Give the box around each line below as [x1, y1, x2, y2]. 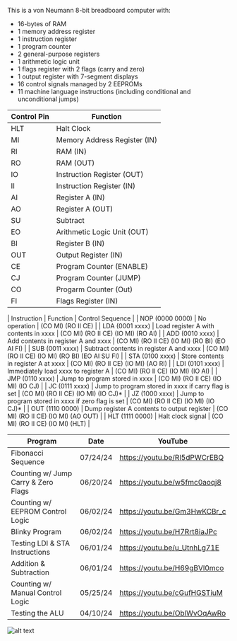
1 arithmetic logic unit [17, 57, 80, 66]
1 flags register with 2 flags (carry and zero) [17, 65, 145, 73]
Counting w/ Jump [11, 468, 73, 478]
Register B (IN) [56, 238, 105, 248]
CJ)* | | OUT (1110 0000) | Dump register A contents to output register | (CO [7, 405, 229, 412]
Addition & [11, 559, 46, 568]
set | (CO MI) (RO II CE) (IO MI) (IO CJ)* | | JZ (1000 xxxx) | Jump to [7, 389, 205, 398]
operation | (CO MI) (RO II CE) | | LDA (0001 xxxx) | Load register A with [7, 322, 215, 330]
